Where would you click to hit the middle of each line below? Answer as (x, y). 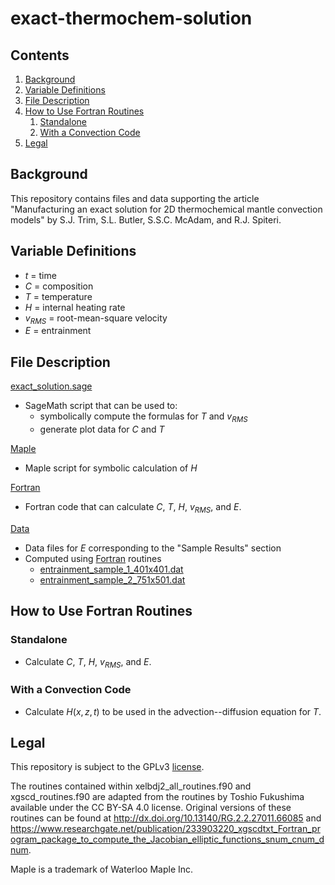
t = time (40, 275)
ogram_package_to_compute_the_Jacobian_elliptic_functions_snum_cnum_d (167, 839)
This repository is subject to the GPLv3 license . (107, 767)
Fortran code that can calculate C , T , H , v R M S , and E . (133, 508)
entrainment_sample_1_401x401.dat (111, 569)
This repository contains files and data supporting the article (135, 198)
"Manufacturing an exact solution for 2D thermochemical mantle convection (166, 209)
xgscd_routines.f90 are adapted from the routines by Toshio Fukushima (157, 797)
